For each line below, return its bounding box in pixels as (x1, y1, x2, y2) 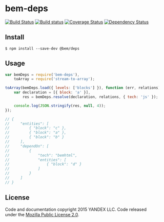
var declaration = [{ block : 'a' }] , (14, 90, 91, 95)
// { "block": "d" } (5, 162, 82, 167)
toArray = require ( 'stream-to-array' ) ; (14, 76, 95, 82)
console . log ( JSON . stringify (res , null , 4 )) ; (14, 103, 106, 108)
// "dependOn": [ (5, 144, 49, 148)
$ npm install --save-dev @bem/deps (5, 46, 80, 51)
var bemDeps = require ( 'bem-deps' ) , (5, 72, 80, 77)
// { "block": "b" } (5, 135, 64, 140)
